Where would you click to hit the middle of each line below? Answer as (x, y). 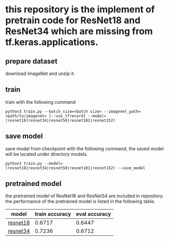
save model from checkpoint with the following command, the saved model (84, 149)
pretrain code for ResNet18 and (73, 20)
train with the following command (40, 102)
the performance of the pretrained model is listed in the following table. (80, 201)
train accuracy (53, 214)
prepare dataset (31, 61)
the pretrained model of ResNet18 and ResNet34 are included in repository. (84, 196)
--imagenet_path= (122, 112)
